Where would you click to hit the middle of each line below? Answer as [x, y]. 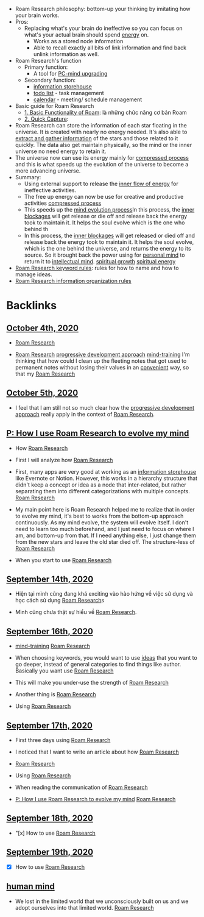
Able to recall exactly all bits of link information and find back [110, 48]
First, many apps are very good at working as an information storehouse [106, 471]
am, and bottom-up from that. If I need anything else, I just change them [105, 535]
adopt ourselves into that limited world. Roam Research [84, 907]
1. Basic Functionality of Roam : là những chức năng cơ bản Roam [105, 112]
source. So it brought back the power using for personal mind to [104, 255]
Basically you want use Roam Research [64, 671]
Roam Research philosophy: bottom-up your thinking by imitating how [103, 9]
